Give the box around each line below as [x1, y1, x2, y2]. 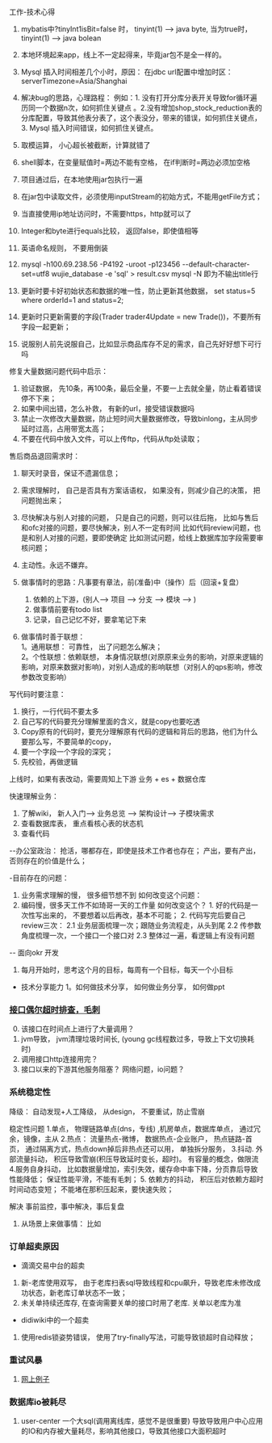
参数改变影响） [20, 673, 71, 682]
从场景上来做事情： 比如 [20, 1219, 102, 1228]
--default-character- [182, 259, 250, 269]
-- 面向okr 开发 [9, 948, 60, 957]
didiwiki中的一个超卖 [20, 1315, 90, 1324]
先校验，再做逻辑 [20, 757, 78, 766]
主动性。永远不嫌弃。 [20, 560, 92, 569]
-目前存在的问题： [9, 873, 69, 883]
